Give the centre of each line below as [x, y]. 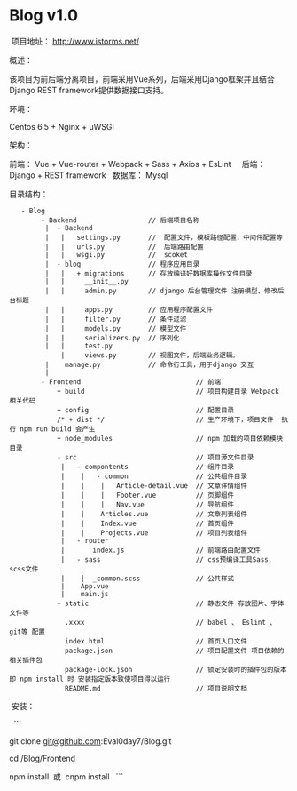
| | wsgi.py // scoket [117, 254]
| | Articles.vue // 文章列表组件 [154, 514]
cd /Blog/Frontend [43, 758]
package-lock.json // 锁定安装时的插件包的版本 [176, 669]
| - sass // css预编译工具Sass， [168, 559]
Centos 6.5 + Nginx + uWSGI [62, 126]
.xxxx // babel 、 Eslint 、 [171, 622]
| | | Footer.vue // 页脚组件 [148, 495]
